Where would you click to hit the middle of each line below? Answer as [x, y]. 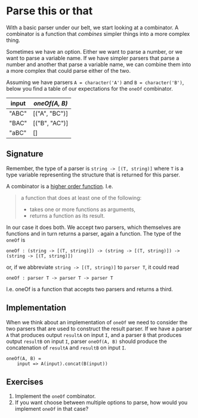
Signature [25, 154]
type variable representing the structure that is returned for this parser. [93, 175]
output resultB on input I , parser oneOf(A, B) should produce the [86, 341]
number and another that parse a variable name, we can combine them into [99, 64]
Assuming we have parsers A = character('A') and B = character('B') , [95, 82]
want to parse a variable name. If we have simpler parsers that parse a [93, 58]
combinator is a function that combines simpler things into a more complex [98, 33]
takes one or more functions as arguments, [83, 209]
